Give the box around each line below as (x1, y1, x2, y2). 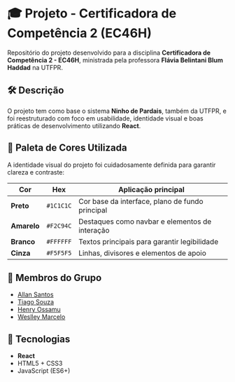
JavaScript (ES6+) (17, 367, 71, 375)
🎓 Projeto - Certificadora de (7, 6, 177, 22)
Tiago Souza (17, 298, 55, 306)
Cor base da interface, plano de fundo (78, 196, 204, 206)
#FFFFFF (46, 238, 72, 245)
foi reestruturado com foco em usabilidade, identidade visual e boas (7, 114, 204, 123)
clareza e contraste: (7, 168, 65, 176)
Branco (10, 236, 36, 246)
